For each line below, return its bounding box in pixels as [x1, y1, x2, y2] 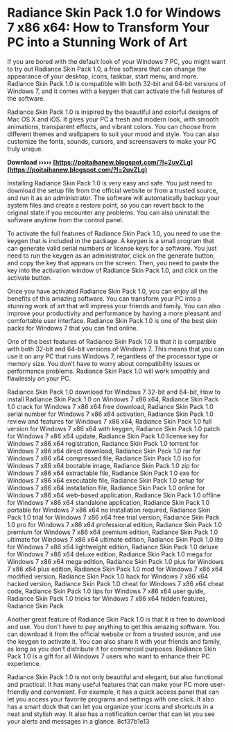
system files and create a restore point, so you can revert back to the [7, 201, 205, 209]
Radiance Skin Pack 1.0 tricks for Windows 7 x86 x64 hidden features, [7, 594, 208, 602]
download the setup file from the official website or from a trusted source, [7, 186, 218, 194]
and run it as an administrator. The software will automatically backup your [7, 193, 221, 202]
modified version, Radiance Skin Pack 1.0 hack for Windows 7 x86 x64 [7, 572, 209, 581]
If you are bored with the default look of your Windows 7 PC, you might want [7, 57, 226, 65]
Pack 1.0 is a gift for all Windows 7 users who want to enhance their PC [7, 651, 210, 660]
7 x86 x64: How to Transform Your [7, 19, 209, 35]
